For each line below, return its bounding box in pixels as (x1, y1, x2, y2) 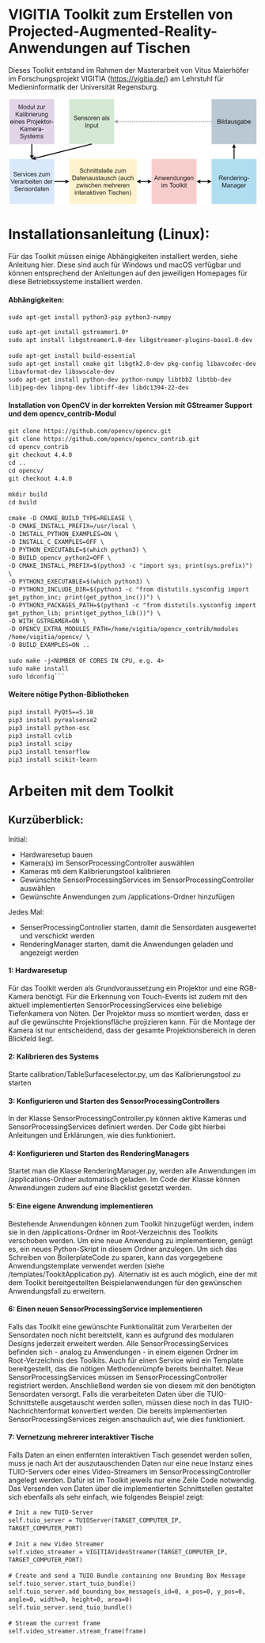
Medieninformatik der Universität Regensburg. (8, 82, 159, 92)
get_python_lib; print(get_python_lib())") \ (8, 610, 161, 618)
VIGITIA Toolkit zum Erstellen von (8, 6, 233, 24)
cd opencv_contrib (8, 443, 69, 451)
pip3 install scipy (8, 740, 73, 747)
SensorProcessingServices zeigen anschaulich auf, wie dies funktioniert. (8, 1414, 246, 1424)
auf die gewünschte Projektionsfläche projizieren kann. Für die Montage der (8, 1017, 256, 1026)
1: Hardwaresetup (8, 966, 68, 976)
